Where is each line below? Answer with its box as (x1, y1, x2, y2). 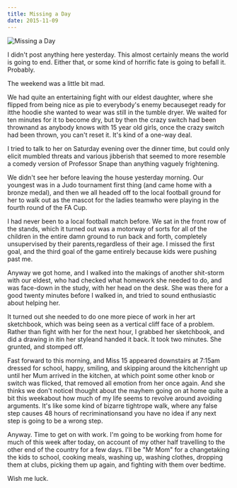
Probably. (7, 65, 35, 74)
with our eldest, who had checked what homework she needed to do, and (7, 276, 222, 284)
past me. (7, 255, 33, 263)
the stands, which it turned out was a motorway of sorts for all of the (7, 224, 207, 233)
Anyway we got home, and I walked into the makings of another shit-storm (7, 268, 225, 277)
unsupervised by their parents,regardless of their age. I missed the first (7, 239, 215, 248)
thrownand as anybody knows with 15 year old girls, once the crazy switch (7, 123, 225, 131)
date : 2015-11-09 (7, 17, 59, 24)
